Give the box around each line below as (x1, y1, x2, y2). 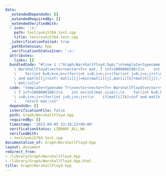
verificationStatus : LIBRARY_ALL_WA (9, 126, 85, 131)
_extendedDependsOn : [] (9, 12, 58, 17)
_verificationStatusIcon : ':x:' (9, 48, 77, 53)
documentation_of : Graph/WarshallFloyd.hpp (5, 140, 96, 145)
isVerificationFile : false (9, 108, 65, 113)
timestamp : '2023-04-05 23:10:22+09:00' (9, 122, 94, 127)
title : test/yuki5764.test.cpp (14, 35, 79, 40)
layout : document (5, 145, 41, 150)
